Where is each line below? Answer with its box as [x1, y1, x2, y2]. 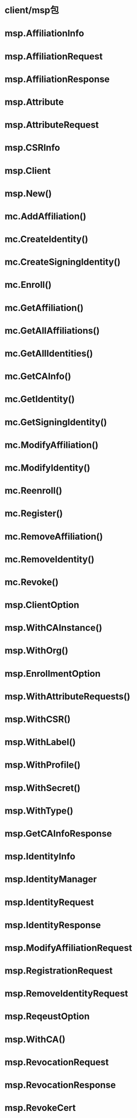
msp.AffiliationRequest [4, 50, 103, 62]
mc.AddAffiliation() [4, 210, 87, 222]
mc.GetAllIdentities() [4, 348, 93, 359]
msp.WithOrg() [4, 645, 68, 656]
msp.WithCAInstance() [4, 622, 103, 634]
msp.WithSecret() [4, 782, 81, 794]
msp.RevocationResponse [4, 1080, 116, 1091]
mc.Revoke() [4, 576, 59, 588]
